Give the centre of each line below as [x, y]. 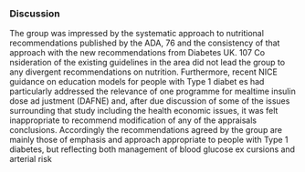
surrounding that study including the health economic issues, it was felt [144, 111]
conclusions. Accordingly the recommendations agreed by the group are [146, 130]
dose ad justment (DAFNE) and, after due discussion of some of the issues [150, 101]
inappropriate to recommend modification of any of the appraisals [133, 120]
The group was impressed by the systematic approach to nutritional [137, 34]
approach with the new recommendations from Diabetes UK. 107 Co [137, 53]
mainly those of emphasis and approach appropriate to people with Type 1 [149, 140]
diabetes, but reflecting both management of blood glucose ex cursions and [152, 149]
